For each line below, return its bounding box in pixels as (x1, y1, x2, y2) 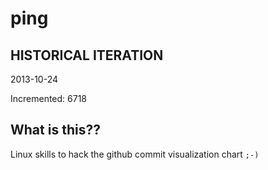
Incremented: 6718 (10, 93, 88, 104)
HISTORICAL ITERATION (10, 47, 164, 64)
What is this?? (10, 122, 101, 139)
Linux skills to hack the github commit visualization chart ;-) (10, 148, 260, 160)
